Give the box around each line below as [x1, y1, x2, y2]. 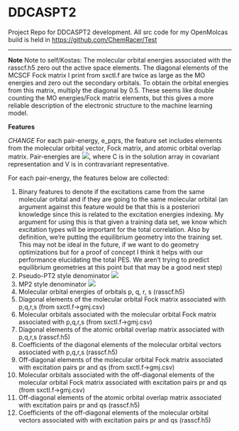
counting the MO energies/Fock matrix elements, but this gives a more [8, 93, 213, 102]
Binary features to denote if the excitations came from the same [18, 187, 205, 196]
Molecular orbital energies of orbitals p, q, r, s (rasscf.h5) [18, 287, 185, 296]
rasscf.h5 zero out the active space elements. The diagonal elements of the [8, 63, 229, 72]
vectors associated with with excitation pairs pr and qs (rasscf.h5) [18, 415, 211, 424]
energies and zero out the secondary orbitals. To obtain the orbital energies [8, 78, 229, 87]
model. [8, 108, 28, 117]
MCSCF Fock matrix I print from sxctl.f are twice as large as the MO [8, 70, 205, 79]
